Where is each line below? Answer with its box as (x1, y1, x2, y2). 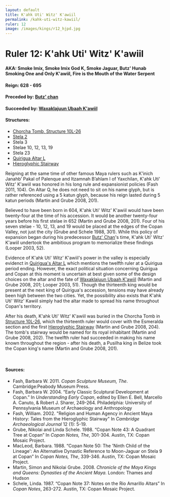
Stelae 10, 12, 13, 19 (12, 144, 53, 150)
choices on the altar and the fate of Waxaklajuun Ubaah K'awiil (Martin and (5, 276, 162, 282)
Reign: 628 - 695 (5, 82, 42, 88)
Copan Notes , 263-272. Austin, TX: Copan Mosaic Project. (12, 486, 135, 492)
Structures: (5, 117, 30, 123)
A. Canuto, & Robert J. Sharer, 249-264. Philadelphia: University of (12, 400, 152, 406)
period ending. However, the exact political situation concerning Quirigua (5, 265, 158, 271)
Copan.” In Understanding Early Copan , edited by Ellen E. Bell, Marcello (12, 394, 162, 401)
